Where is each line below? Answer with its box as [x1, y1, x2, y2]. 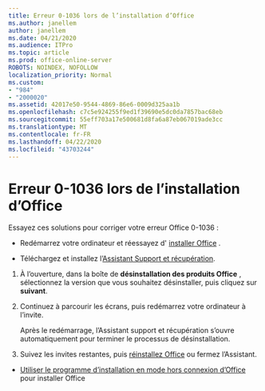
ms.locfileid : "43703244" [8, 145, 94, 153]
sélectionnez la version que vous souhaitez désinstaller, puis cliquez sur [19, 278, 257, 287]
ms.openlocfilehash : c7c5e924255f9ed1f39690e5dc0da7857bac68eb [8, 109, 223, 117]
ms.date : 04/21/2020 [8, 34, 77, 42]
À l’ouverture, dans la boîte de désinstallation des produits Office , [19, 269, 242, 279]
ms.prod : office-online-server [8, 57, 113, 65]
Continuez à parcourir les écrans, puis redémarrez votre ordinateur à [19, 302, 246, 311]
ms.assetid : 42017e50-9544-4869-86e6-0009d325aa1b [8, 101, 180, 109]
